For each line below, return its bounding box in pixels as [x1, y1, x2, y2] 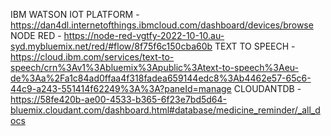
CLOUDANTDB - [233, 83, 302, 94]
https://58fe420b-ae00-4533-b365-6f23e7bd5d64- [10, 94, 228, 105]
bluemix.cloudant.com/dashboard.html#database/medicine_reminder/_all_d [10, 104, 321, 116]
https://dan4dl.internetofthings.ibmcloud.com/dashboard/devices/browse [10, 19, 314, 31]
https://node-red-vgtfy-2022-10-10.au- [63, 30, 225, 41]
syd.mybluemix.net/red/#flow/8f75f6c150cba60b [10, 40, 213, 52]
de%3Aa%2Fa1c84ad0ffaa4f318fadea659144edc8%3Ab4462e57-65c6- [10, 72, 312, 84]
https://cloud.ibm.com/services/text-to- [10, 51, 175, 63]
